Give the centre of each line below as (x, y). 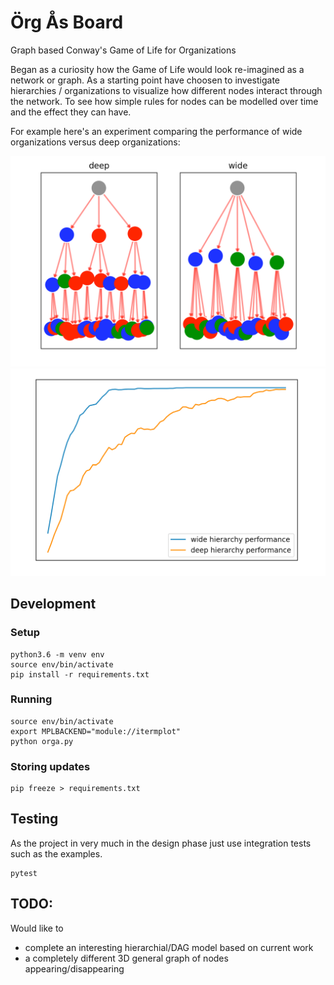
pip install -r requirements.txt (80, 674)
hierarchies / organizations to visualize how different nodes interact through (166, 90)
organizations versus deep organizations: (95, 142)
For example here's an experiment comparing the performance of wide (156, 131)
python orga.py (42, 741)
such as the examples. (56, 853)
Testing (34, 819)
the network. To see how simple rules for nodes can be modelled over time (164, 101)
